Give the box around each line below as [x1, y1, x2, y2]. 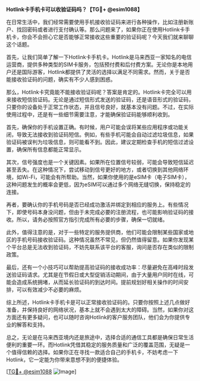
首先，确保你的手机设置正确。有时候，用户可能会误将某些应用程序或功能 [6, 123, 183, 131]
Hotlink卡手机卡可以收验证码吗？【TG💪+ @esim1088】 [6, 6, 143, 13]
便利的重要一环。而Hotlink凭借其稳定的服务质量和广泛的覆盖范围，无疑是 [6, 341, 186, 348]
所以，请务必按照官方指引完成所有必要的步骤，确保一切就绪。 [16, 216, 168, 223]
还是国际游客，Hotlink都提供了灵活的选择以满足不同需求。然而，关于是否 [11, 69, 190, 75]
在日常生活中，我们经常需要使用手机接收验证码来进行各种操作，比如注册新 [6, 18, 189, 26]
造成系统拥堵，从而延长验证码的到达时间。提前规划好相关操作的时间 [16, 278, 183, 286]
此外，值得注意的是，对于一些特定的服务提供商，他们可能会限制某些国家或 [6, 229, 189, 236]
